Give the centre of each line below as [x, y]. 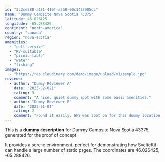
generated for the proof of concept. [41, 135]
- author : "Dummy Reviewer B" [41, 102]
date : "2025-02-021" [35, 88]
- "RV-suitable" [26, 51]
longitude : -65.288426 [28, 24]
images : [13, 70]
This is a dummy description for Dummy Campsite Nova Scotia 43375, [77, 130]
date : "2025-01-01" [34, 107]
